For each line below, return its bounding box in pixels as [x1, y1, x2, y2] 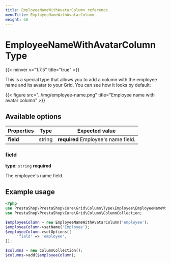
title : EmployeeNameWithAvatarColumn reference [5, 7, 108, 13]
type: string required [5, 163, 52, 169]
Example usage [5, 187, 55, 196]
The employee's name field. [5, 173, 64, 179]
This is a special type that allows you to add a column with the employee [5, 77, 157, 83]
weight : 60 [5, 17, 28, 22]
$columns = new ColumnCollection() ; [5, 248, 83, 253]
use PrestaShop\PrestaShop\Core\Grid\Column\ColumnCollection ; [5, 210, 142, 216]
